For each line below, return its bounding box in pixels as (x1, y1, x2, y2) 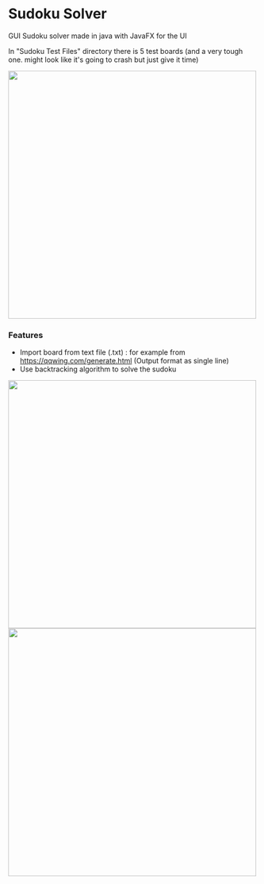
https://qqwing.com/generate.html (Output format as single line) (19, 356, 230, 366)
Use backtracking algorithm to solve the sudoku (19, 364, 177, 374)
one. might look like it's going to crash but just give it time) (8, 55, 199, 64)
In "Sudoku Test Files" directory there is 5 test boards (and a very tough (8, 46, 243, 56)
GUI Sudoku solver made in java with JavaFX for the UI (8, 31, 188, 40)
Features (8, 329, 44, 340)
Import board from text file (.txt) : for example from (19, 348, 186, 357)
